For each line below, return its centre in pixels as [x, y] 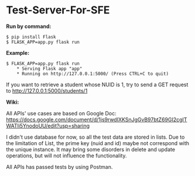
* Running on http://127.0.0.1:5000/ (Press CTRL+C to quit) [93, 73]
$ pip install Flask [31, 37]
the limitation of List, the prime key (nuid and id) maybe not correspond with [97, 143]
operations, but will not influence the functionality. [66, 156]
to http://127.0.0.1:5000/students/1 [47, 90]
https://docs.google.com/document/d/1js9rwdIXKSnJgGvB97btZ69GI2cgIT [97, 119]
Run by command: [29, 26]
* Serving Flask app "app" [49, 68]
